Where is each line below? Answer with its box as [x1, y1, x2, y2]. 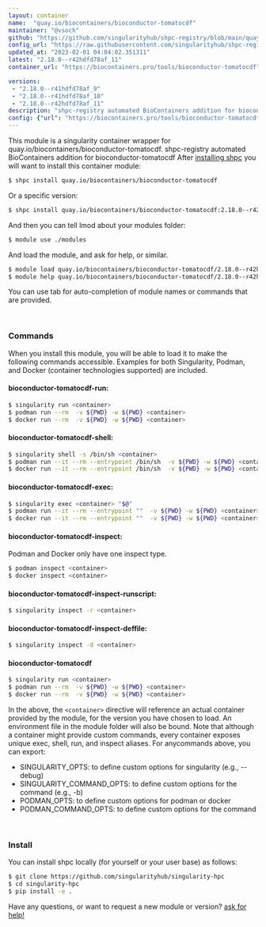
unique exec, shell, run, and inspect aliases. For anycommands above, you [8, 739, 251, 748]
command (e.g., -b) [19, 788, 84, 797]
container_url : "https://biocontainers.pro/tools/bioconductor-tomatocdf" [8, 63, 260, 71]
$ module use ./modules [8, 235, 87, 244]
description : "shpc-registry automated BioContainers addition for [8, 107, 236, 115]
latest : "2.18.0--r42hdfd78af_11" [8, 56, 123, 64]
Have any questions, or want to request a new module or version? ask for [8, 902, 247, 911]
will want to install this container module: [8, 161, 141, 170]
